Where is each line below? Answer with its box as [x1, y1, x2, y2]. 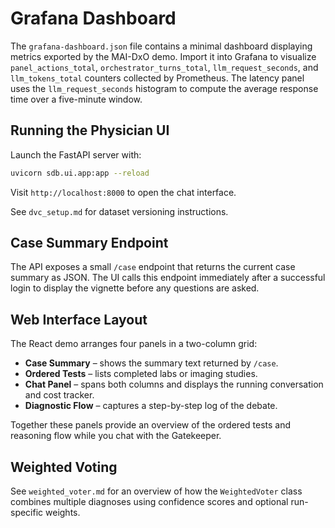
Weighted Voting [10, 458, 118, 476]
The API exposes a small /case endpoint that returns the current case [10, 261, 296, 273]
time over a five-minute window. [10, 93, 143, 105]
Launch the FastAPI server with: [10, 148, 142, 161]
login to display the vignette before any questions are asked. [10, 282, 260, 294]
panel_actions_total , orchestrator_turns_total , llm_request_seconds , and [10, 61, 319, 73]
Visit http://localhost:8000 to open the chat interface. [10, 186, 237, 198]
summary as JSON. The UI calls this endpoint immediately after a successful [10, 272, 326, 284]
